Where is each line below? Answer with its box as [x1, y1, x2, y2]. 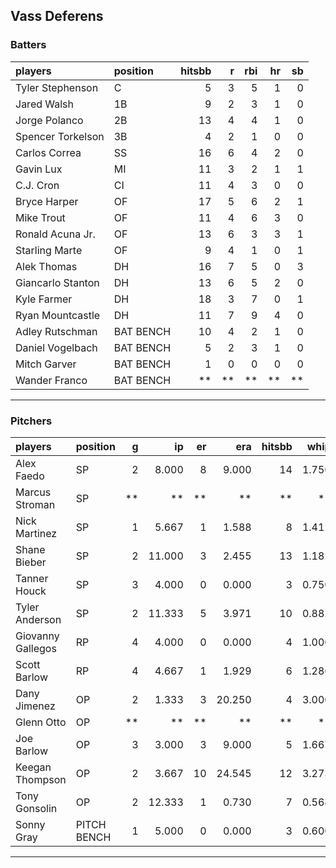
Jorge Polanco [15, 113, 84, 127]
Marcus [15, 485, 52, 499]
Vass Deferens [10, 8, 104, 25]
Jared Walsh [15, 97, 75, 111]
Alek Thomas [15, 259, 78, 273]
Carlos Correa [15, 145, 82, 159]
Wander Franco [15, 373, 88, 387]
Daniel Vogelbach [15, 340, 98, 354]
